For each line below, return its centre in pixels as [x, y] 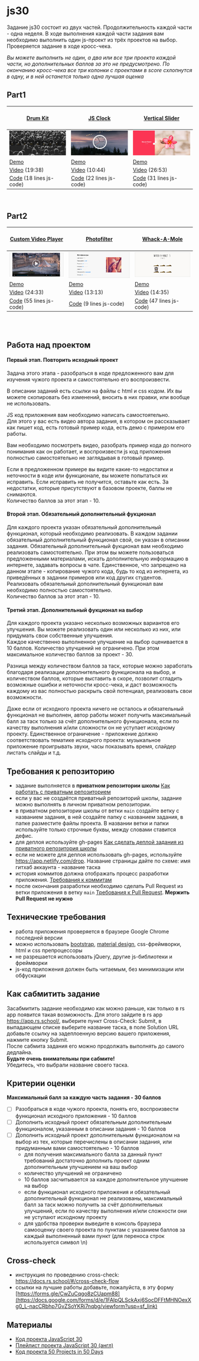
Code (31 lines [151, 178]
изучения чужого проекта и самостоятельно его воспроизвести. [89, 379]
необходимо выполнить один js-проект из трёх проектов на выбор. [92, 40]
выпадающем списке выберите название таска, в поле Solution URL [93, 1027]
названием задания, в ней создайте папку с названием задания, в [99, 817]
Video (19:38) [26, 170]
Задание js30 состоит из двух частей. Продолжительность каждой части [99, 27]
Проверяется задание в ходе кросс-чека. [59, 46]
